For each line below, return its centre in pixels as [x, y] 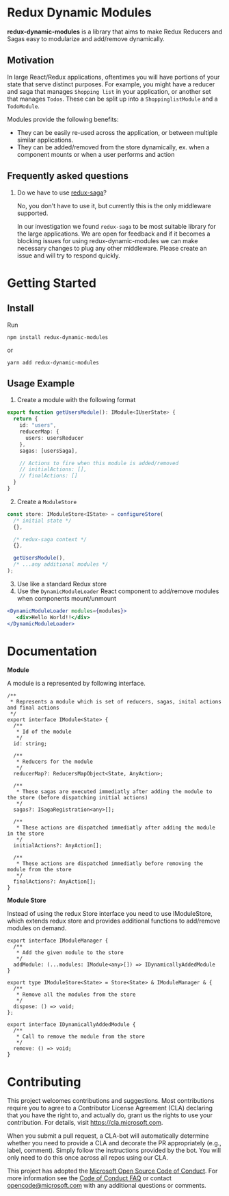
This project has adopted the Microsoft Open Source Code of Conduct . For [112, 1171]
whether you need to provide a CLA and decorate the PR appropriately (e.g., [114, 1143]
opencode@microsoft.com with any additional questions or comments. [107, 1186]
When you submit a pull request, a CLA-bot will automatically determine [108, 1136]
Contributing [44, 1082]
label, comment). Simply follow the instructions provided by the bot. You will [114, 1150]
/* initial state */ [42, 521]
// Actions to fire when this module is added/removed [99, 463]
